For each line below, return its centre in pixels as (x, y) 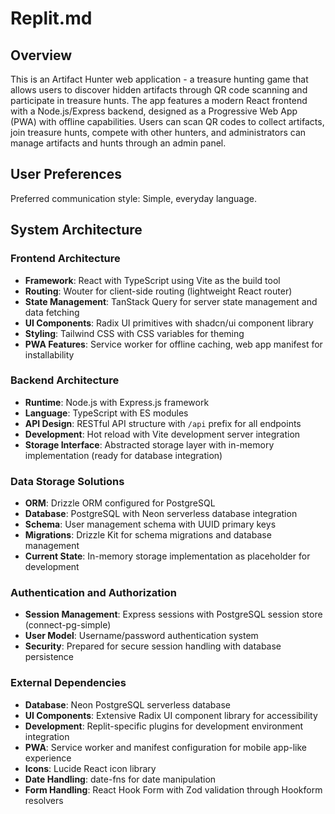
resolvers (44, 800)
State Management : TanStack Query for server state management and (171, 301)
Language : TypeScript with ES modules (106, 413)
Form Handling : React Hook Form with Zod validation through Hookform (173, 789)
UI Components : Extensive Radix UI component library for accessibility (171, 715)
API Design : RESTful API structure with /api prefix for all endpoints (163, 423)
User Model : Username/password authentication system (141, 636)
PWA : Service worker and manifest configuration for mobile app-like (165, 747)
